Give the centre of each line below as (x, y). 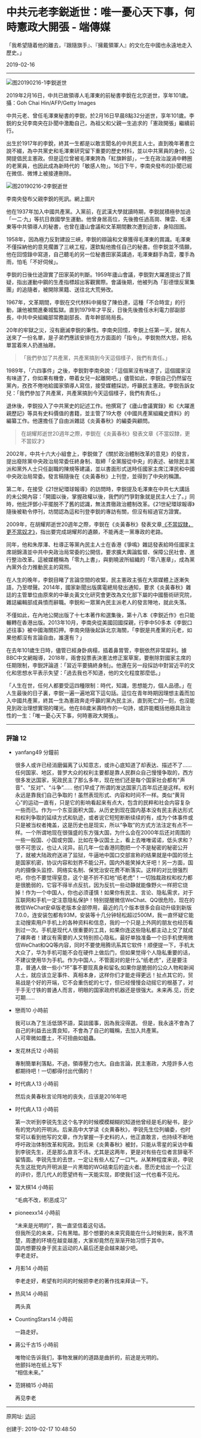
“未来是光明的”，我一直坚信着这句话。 (62, 1226)
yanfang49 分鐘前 (37, 752)
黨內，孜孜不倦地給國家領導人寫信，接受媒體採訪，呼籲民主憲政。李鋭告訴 (98, 385)
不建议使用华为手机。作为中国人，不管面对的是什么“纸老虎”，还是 (96, 960)
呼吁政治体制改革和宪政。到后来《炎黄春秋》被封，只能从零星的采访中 (101, 1145)
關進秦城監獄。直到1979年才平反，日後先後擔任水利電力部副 (106, 310)
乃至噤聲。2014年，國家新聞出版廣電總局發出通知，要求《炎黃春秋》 (101, 587)
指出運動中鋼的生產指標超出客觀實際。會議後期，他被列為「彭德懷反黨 (103, 282)
